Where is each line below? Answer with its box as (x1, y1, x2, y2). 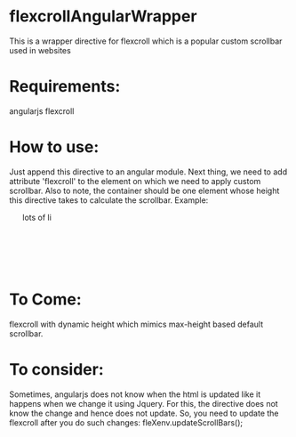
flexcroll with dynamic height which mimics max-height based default (9, 319, 264, 329)
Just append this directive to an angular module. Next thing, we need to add (9, 166, 287, 177)
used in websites (9, 45, 71, 55)
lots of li (21, 212, 52, 223)
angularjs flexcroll (9, 105, 75, 117)
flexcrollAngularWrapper (9, 6, 197, 27)
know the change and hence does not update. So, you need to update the (9, 408, 279, 418)
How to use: (9, 137, 100, 158)
